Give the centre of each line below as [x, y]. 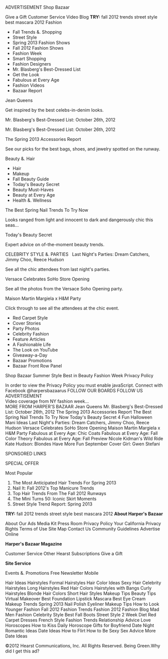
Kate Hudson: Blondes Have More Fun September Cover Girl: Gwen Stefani [83, 444]
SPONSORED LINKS [26, 454]
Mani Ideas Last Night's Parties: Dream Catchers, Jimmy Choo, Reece [77, 423]
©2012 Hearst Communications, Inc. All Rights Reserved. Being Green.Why [83, 646]
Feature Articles [29, 339]
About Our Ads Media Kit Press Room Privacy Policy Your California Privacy [83, 523]
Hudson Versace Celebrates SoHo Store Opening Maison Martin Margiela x [83, 428]
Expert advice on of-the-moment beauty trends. [55, 244]
